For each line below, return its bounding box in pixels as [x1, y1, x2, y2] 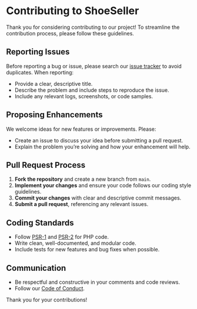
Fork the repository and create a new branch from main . [14, 175, 151, 183]
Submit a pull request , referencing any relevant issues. [14, 201, 149, 208]
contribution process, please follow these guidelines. [6, 29, 134, 36]
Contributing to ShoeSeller [6, 4, 139, 18]
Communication [6, 263, 66, 273]
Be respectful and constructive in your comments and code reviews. [14, 278, 181, 285]
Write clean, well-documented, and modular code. [14, 240, 136, 247]
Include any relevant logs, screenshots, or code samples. [14, 92, 153, 99]
